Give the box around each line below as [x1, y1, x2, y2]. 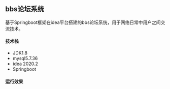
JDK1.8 [12, 50, 28, 56]
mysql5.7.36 [12, 55, 38, 62]
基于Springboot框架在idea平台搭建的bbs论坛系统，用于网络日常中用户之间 [5, 19, 161, 25]
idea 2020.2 [12, 61, 38, 67]
